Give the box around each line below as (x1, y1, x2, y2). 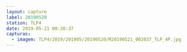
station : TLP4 (6, 20, 42, 26)
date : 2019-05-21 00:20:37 (6, 25, 74, 32)
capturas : (6, 31, 31, 37)
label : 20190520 (6, 14, 47, 20)
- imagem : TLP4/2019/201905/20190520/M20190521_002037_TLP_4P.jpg (11, 36, 182, 42)
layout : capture (6, 8, 47, 15)
